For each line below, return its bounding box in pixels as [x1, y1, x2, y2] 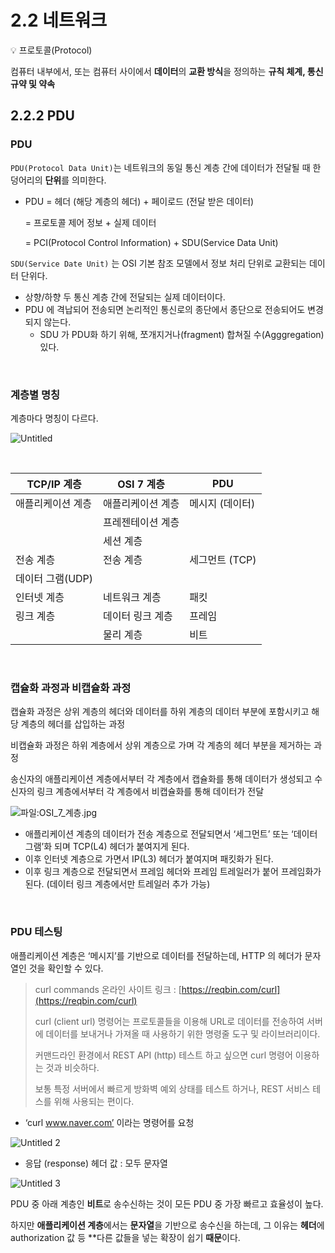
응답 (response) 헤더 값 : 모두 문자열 [24, 1157, 168, 1169]
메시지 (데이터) [189, 496, 256, 510]
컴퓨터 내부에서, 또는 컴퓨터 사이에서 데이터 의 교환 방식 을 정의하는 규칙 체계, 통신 [10, 65, 324, 77]
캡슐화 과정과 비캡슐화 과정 [10, 681, 132, 695]
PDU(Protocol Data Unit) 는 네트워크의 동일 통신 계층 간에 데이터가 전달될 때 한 [10, 161, 322, 173]
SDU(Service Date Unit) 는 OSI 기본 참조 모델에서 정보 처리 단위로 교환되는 [10, 257, 307, 269]
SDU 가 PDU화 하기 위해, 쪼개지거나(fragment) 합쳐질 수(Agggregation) [39, 328, 325, 340]
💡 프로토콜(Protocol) [10, 44, 93, 56]
